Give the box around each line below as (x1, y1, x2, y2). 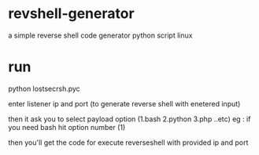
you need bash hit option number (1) (8, 122, 126, 132)
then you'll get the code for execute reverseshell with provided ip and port (8, 138, 249, 147)
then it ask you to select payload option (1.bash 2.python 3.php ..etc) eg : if (8, 114, 251, 124)
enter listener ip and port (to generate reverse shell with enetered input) (8, 99, 241, 108)
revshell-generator (8, 5, 135, 23)
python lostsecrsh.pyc (8, 84, 80, 93)
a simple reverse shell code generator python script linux (8, 31, 193, 40)
